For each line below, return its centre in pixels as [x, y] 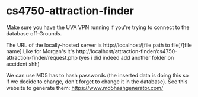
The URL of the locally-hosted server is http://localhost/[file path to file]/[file [99, 45]
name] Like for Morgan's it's [41, 51]
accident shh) [23, 64]
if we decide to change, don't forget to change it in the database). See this [97, 82]
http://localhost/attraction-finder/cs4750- [127, 51]
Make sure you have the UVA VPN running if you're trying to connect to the [98, 27]
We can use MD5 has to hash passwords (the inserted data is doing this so [98, 75]
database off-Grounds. [34, 33]
